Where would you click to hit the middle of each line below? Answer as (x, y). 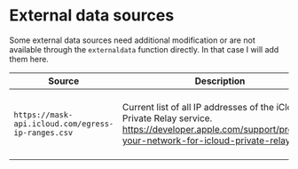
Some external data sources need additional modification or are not (132, 40)
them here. (29, 59)
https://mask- (43, 115)
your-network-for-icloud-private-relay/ (208, 141)
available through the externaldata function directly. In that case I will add (144, 49)
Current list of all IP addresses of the (199, 107)
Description (220, 81)
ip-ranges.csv (43, 133)
